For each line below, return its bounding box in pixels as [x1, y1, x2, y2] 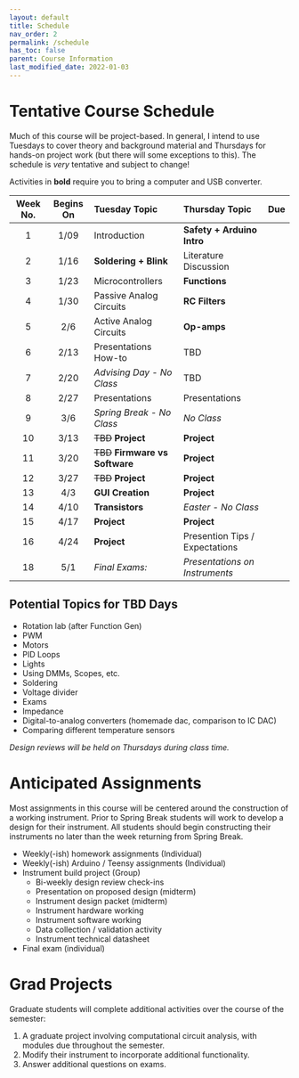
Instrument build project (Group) [21, 867, 141, 878]
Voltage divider [21, 687, 78, 698]
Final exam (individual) [21, 943, 105, 953]
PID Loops [21, 649, 61, 659]
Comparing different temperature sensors [21, 724, 175, 735]
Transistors [93, 501, 144, 513]
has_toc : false [9, 46, 66, 55]
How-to [93, 351, 127, 363]
